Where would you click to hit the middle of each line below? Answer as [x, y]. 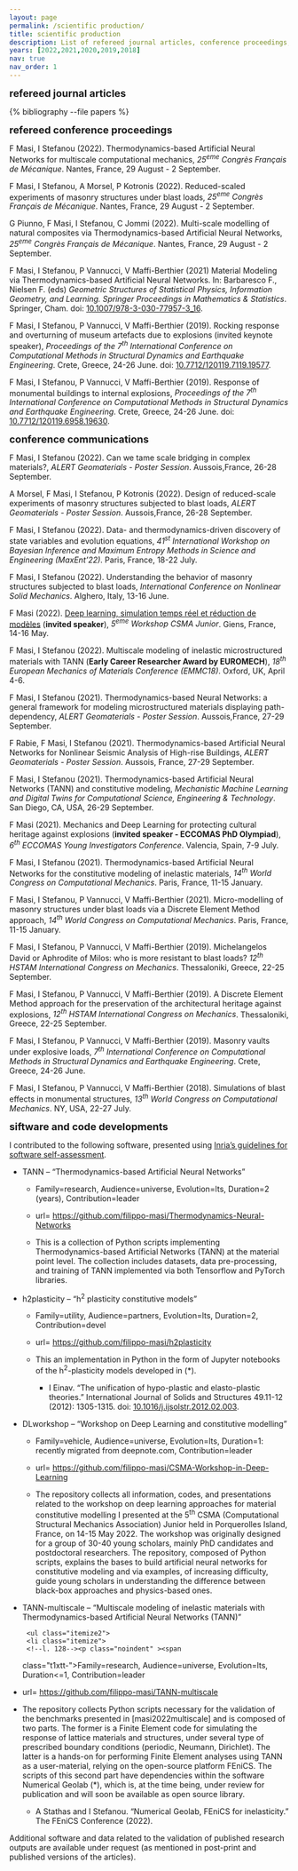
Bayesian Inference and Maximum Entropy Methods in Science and [133, 550]
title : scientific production [65, 34]
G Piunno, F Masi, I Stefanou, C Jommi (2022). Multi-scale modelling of [140, 224]
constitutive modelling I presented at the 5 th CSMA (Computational [157, 1514]
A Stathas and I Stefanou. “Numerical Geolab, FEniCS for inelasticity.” [162, 1811]
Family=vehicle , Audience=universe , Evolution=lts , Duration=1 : [149, 1441]
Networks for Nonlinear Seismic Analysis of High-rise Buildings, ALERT [139, 752]
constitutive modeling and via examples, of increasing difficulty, [152, 1571]
